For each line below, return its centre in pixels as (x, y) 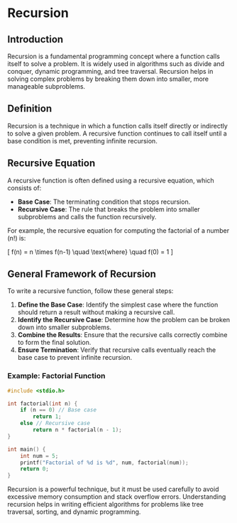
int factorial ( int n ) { (43, 403)
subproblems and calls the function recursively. (87, 216)
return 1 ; (47, 417)
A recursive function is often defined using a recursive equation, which (111, 180)
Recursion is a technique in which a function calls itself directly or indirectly (118, 126)
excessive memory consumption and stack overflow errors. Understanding (117, 497)
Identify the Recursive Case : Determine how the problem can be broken (124, 320)
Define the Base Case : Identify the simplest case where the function (118, 305)
